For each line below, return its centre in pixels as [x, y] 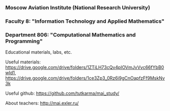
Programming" [24, 41]
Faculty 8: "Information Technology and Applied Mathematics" [85, 21]
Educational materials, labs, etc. [39, 52]
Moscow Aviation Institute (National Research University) [78, 8]
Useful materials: [23, 62]
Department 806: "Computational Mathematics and [70, 34]
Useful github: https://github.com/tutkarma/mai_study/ [62, 93]
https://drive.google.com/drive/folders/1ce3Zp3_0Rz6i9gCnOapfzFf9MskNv [85, 78]
